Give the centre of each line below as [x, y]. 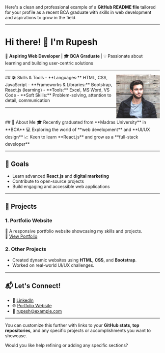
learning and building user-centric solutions [49, 63]
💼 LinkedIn [23, 300]
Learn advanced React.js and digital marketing [60, 176]
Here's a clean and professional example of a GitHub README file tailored [81, 7]
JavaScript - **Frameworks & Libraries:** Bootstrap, [59, 84]
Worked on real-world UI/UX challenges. [53, 265]
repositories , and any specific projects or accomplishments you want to [78, 330]
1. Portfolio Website [29, 221]
